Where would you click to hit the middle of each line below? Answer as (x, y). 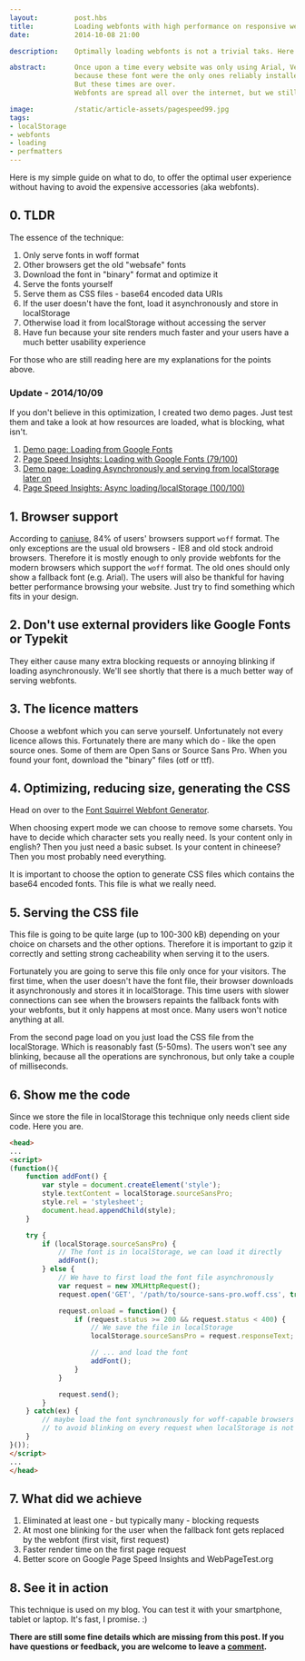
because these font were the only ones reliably (167, 76)
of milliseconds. (39, 1066)
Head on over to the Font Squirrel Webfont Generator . (109, 811)
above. (22, 369)
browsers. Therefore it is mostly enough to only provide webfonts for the (145, 557)
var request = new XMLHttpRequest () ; (129, 1286)
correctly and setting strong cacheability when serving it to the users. (139, 954)
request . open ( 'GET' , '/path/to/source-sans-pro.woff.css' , (172, 1294)
